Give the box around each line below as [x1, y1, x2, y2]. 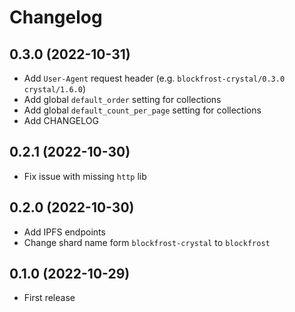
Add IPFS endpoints [23, 226, 106, 238]
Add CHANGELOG [23, 115, 99, 126]
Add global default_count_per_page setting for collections [23, 104, 262, 116]
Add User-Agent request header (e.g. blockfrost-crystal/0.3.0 [23, 72, 286, 84]
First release [23, 292, 76, 304]
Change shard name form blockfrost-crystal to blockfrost [23, 236, 271, 248]
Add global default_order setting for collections [23, 94, 222, 105]
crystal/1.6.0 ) [23, 83, 86, 95]
